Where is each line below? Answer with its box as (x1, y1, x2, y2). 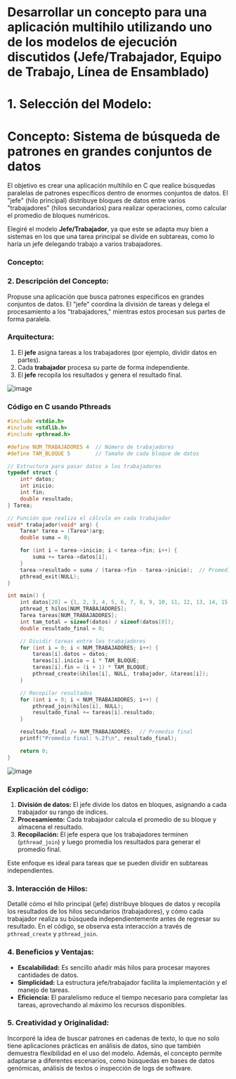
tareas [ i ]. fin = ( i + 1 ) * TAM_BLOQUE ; (32, 664, 150, 671)
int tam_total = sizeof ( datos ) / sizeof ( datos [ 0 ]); (20, 618, 174, 626)
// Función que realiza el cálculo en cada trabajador (7, 515, 171, 522)
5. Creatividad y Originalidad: (7, 1018, 110, 1028)
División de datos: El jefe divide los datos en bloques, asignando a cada (17, 800, 227, 808)
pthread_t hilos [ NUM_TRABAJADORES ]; (20, 605, 128, 612)
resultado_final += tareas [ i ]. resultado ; (32, 709, 156, 716)
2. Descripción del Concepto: (7, 276, 109, 286)
